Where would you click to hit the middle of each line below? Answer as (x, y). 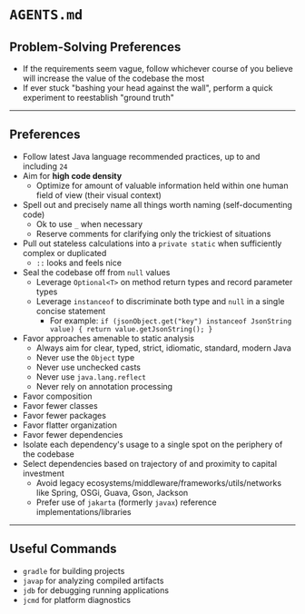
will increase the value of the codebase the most (113, 78)
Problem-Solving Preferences (95, 47)
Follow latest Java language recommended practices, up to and (141, 156)
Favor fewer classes (60, 405)
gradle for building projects (74, 570)
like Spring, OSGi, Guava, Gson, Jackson (112, 492)
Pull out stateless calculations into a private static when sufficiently (152, 243)
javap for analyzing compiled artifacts (93, 580)
